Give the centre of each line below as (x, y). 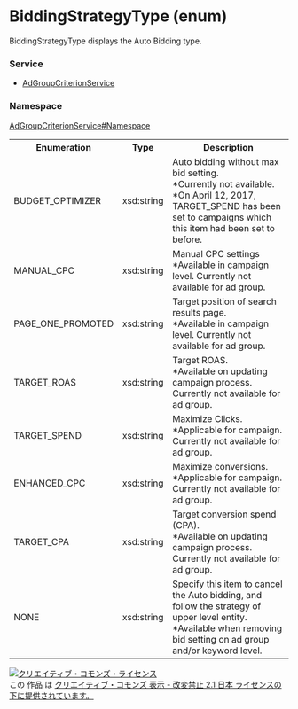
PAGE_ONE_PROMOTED (63, 323)
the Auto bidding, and (217, 595)
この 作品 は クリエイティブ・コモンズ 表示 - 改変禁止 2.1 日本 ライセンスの (145, 684)
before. (187, 239)
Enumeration (63, 147)
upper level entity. (210, 617)
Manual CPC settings (216, 253)
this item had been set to (223, 228)
